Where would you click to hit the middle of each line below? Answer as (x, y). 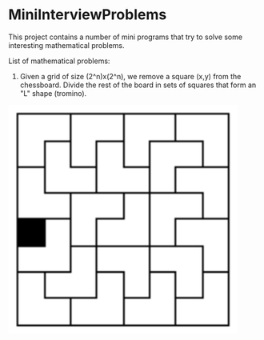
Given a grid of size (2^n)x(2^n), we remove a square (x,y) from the (130, 76)
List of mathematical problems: (59, 61)
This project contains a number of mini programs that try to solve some (125, 37)
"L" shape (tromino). (53, 93)
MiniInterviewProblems (88, 15)
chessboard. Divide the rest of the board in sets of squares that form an (138, 85)
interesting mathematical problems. (67, 45)
